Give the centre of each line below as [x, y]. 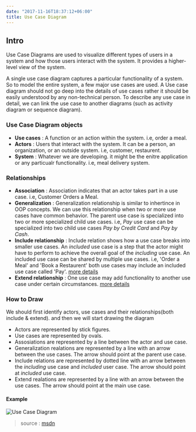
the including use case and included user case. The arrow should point [100, 367]
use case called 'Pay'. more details [56, 271]
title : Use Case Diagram [36, 17]
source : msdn [38, 423]
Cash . [22, 234]
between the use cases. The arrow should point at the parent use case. [100, 355]
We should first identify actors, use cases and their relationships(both [90, 312]
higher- [178, 61]
